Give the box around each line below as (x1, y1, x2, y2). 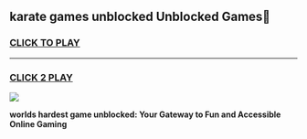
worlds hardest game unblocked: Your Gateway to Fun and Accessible (9, 109, 281, 120)
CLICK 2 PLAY (9, 70, 73, 83)
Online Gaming (9, 118, 68, 129)
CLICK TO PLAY (9, 37, 80, 49)
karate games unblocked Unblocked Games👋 (9, 9, 271, 25)
